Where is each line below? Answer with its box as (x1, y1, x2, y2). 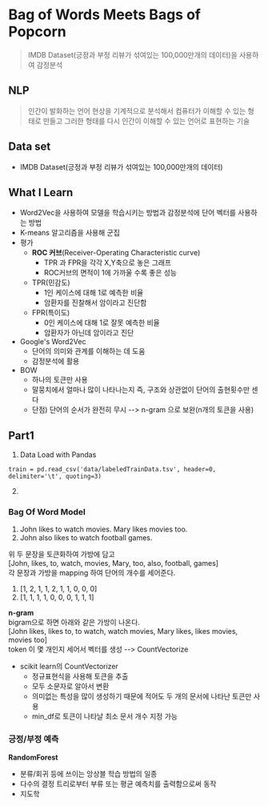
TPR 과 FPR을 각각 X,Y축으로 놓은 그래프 (43, 258, 172, 267)
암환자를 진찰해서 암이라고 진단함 (43, 298, 147, 307)
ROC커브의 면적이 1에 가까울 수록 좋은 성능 (43, 268, 178, 278)
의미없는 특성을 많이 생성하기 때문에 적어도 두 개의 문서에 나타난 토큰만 (31, 692, 252, 701)
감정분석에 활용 (31, 356, 80, 366)
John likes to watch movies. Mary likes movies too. (19, 524, 188, 534)
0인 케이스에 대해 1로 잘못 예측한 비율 (43, 318, 160, 327)
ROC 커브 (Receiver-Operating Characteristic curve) (31, 248, 201, 258)
